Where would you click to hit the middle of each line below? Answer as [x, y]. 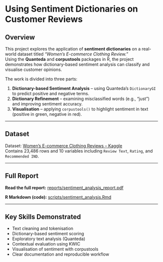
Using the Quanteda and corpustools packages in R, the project [69, 59]
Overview [20, 37]
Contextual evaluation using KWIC [46, 244]
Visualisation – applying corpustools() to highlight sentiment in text [80, 109]
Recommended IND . [22, 156]
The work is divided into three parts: [41, 79]
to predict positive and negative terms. [51, 94]
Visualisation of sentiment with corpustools [55, 249]
